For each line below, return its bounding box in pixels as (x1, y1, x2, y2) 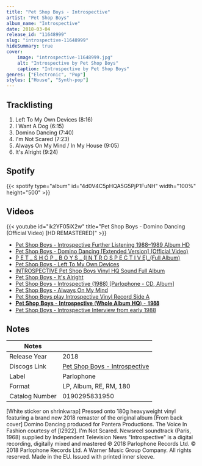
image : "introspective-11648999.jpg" (17, 54, 114, 60)
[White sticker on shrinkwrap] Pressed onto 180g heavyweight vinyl (6, 407, 176, 415)
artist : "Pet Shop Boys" (6, 15, 70, 21)
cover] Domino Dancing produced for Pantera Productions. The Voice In (6, 421, 187, 428)
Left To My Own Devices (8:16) (15, 115, 93, 123)
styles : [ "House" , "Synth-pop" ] (6, 77, 88, 83)
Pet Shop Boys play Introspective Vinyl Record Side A (15, 293, 150, 300)
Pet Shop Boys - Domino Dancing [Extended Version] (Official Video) (15, 247, 189, 255)
